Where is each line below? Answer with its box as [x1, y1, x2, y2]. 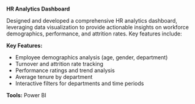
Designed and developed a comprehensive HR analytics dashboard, [6, 17, 177, 24]
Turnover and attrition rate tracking [15, 61, 104, 67]
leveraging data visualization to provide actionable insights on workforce [6, 24, 189, 31]
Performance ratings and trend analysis [15, 67, 115, 74]
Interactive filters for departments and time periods [15, 80, 144, 87]
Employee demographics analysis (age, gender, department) [15, 54, 168, 61]
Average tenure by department [15, 73, 93, 80]
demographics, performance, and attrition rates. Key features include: [6, 30, 182, 37]
